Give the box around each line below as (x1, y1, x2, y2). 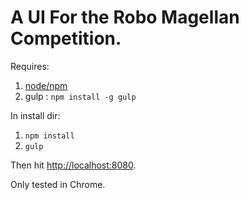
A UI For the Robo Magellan (10, 6, 240, 29)
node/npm (24, 79, 68, 91)
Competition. (10, 27, 122, 50)
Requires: (10, 60, 50, 72)
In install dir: (10, 109, 61, 121)
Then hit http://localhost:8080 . (10, 159, 137, 171)
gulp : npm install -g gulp (24, 90, 137, 102)
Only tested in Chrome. (10, 178, 106, 190)
